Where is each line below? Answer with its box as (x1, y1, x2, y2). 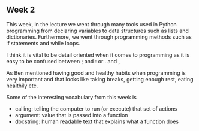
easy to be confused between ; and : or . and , (6, 57, 120, 65)
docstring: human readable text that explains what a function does (14, 118, 179, 125)
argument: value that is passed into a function (14, 111, 128, 118)
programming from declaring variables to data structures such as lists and (6, 27, 189, 34)
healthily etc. (6, 82, 38, 89)
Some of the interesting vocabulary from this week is (6, 93, 137, 100)
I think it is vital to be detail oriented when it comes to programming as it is (6, 51, 190, 59)
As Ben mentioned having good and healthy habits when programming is (6, 69, 186, 77)
